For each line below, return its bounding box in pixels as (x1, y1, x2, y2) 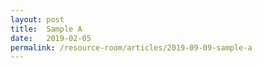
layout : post (10, 14, 65, 25)
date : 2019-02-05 (10, 33, 92, 43)
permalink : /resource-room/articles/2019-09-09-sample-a (10, 42, 253, 53)
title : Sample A (10, 24, 83, 34)
